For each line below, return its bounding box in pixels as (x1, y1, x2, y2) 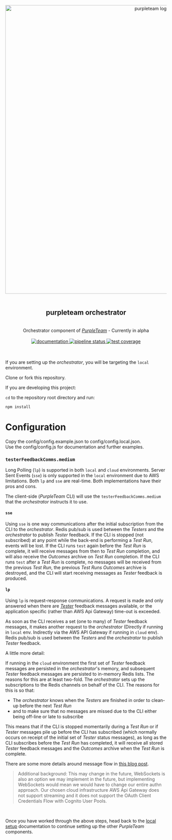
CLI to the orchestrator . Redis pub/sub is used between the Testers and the (5, 526, 164, 533)
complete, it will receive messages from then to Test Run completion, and (5, 548, 160, 554)
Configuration (5, 421, 67, 433)
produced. (5, 575, 27, 581)
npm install (5, 404, 31, 409)
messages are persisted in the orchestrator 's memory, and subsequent (5, 666, 155, 672)
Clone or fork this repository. (5, 374, 66, 381)
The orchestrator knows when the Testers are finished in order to (12, 697, 150, 704)
